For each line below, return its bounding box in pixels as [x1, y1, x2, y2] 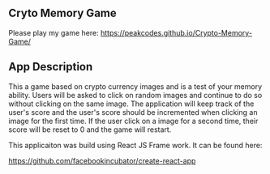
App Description [8, 60, 93, 74]
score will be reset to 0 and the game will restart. [8, 125, 172, 134]
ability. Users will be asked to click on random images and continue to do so [8, 90, 263, 100]
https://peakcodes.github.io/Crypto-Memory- [100, 28, 253, 37]
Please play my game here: [8, 28, 99, 37]
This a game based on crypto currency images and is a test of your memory [8, 81, 263, 91]
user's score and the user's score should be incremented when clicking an [8, 107, 258, 117]
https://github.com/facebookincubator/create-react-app [8, 155, 196, 165]
